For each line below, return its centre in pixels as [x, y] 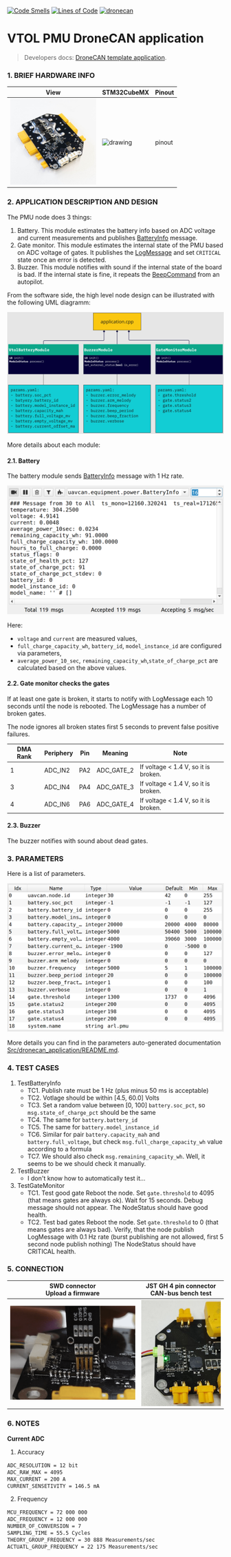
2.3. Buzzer [24, 826]
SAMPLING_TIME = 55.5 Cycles [49, 1533]
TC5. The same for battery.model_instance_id [93, 1127]
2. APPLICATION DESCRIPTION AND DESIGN [82, 202]
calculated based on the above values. [72, 667]
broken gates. [27, 713]
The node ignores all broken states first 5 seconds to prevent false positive [113, 727]
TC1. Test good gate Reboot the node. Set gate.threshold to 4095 [121, 1193]
